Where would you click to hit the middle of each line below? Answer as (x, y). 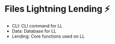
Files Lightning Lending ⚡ (57, 9)
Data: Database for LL (34, 31)
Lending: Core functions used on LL (48, 36)
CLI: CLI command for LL (37, 26)
